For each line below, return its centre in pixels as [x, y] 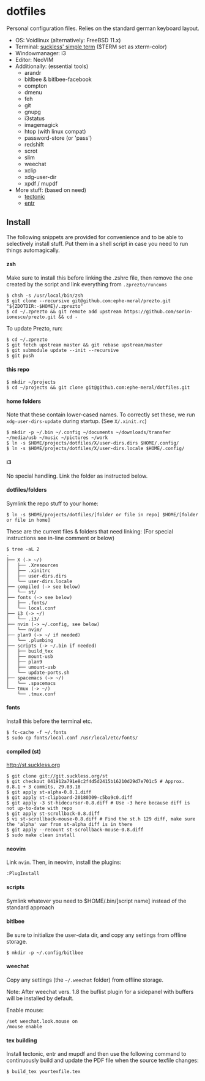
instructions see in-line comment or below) [61, 538]
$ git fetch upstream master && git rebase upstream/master [85, 345]
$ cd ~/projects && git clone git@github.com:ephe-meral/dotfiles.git [98, 388]
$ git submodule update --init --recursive [63, 350]
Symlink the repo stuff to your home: [53, 503]
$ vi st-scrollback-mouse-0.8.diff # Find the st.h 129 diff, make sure [101, 819]
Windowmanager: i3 [40, 53]
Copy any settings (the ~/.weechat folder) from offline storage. [85, 980]
